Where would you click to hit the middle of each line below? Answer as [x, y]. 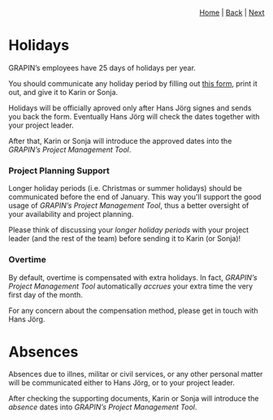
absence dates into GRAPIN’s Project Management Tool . [103, 407]
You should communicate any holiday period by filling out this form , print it [133, 83]
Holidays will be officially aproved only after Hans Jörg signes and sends [130, 108]
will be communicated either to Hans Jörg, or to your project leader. [122, 383]
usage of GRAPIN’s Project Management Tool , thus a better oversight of [129, 206]
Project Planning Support [59, 171]
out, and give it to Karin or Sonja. [63, 92]
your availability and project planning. [71, 214]
